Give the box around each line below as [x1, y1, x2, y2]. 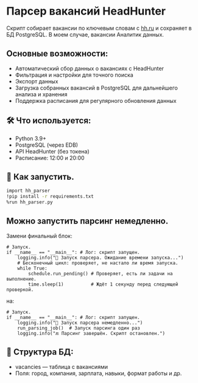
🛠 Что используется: [6, 116, 91, 126]
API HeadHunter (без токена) [15, 147, 90, 155]
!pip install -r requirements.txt [6, 194, 94, 200]
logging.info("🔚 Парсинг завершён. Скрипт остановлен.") [17, 330, 166, 336]
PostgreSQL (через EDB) [15, 141, 78, 149]
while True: [17, 265, 48, 272]
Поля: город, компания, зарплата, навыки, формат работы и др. [15, 370, 182, 377]
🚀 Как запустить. [6, 172, 74, 182]
